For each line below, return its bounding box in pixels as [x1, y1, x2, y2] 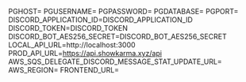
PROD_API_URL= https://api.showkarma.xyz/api [8, 49, 163, 58]
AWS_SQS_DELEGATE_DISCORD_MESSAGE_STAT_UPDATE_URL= [8, 57, 222, 66]
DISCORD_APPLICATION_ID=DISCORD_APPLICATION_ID [8, 15, 193, 24]
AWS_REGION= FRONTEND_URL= [8, 65, 120, 74]
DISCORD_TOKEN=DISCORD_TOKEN [8, 24, 129, 32]
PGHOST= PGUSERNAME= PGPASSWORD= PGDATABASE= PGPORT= [8, 7, 239, 16]
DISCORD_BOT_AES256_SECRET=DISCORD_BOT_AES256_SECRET [8, 32, 228, 41]
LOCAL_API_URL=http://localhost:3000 [8, 40, 136, 50]
